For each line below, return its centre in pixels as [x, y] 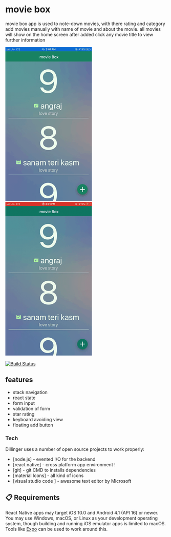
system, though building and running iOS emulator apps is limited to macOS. [86, 523]
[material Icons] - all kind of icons [48, 476]
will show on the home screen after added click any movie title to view [79, 34]
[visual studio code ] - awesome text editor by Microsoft [72, 481]
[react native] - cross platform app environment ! [64, 465]
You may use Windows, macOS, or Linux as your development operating [81, 518]
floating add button [33, 425]
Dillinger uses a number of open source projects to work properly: [75, 449]
